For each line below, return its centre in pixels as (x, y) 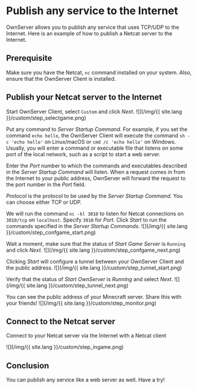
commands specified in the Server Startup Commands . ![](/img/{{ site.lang (97, 226)
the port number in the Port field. (46, 184)
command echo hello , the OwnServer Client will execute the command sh (96, 135)
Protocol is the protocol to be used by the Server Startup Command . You (94, 196)
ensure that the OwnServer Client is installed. (61, 78)
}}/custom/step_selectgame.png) (46, 118)
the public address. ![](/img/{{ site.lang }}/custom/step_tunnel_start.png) (94, 268)
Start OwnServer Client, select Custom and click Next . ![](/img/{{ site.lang (94, 111)
